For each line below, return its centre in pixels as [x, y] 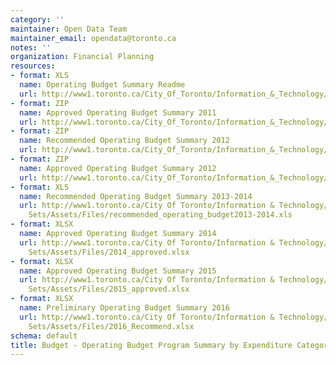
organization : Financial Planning [82, 57]
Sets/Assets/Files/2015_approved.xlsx [109, 289]
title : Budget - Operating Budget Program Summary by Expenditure [151, 345]
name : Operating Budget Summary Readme [102, 85]
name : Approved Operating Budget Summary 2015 [118, 271]
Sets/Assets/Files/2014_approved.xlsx [109, 252]
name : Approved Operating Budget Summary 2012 [118, 168]
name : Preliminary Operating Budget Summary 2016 [124, 308]
